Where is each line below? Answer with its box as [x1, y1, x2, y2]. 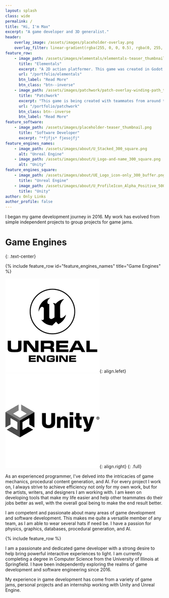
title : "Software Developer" [18, 130, 80, 135]
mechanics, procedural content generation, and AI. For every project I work [5, 479, 161, 485]
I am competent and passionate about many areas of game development [5, 510, 156, 516]
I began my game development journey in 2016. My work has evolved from [5, 214, 160, 220]
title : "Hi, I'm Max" [5, 24, 51, 29]
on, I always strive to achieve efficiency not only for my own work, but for [5, 484, 157, 490]
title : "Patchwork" [18, 93, 59, 98]
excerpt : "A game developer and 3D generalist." [5, 29, 109, 35]
